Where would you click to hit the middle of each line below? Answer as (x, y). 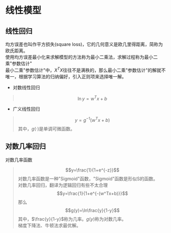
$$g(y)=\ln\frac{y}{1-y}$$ (92, 210)
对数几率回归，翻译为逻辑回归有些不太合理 (63, 185)
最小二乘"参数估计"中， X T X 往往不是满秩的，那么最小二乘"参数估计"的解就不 (85, 70)
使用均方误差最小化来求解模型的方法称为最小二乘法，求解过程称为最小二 (81, 57)
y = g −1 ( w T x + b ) (92, 120)
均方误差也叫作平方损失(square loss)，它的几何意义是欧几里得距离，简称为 (84, 44)
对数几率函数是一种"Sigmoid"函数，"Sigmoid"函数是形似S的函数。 (88, 178)
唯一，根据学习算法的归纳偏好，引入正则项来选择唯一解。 (66, 76)
